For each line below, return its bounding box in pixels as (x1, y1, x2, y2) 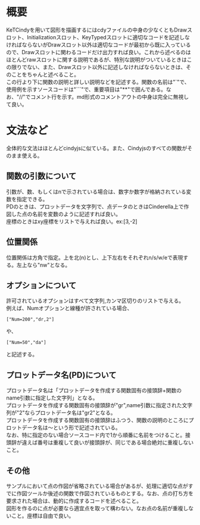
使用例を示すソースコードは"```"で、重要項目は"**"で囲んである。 (6, 86, 167, 93)
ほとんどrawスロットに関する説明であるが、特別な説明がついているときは (6, 56, 187, 63)
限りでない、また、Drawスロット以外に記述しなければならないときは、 (11, 63, 186, 70)
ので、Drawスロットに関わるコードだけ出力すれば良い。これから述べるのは (6, 48, 192, 55)
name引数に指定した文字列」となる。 (6, 394, 98, 402)
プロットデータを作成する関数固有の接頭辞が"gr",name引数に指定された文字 (6, 402, 193, 409)
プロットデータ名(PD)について (6, 370, 117, 380)
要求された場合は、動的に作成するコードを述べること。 (6, 497, 142, 504)
